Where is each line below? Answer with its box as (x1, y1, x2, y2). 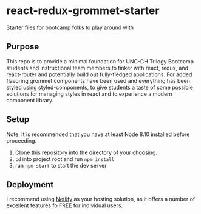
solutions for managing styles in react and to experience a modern (6, 90, 173, 98)
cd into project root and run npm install (15, 155, 115, 162)
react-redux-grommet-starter (6, 4, 160, 18)
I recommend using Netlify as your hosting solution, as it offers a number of (6, 196, 196, 203)
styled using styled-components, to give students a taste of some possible (6, 84, 193, 91)
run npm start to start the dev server (15, 162, 107, 169)
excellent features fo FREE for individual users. (6, 202, 123, 209)
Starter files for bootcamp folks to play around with (6, 24, 134, 31)
